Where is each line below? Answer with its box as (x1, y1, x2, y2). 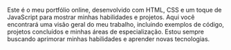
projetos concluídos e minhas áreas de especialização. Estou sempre (7, 27, 205, 36)
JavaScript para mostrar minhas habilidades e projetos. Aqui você (7, 13, 195, 21)
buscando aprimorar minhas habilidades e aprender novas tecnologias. (7, 35, 210, 43)
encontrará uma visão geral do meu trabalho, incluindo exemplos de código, (7, 21, 225, 28)
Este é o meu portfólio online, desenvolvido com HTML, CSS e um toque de (7, 6, 223, 14)
